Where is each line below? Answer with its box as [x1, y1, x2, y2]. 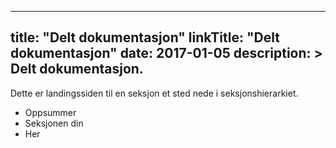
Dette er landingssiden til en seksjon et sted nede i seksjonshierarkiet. [10, 87, 299, 99]
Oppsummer [24, 106, 77, 118]
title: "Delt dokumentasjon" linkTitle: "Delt [10, 29, 280, 46]
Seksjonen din [24, 117, 84, 129]
